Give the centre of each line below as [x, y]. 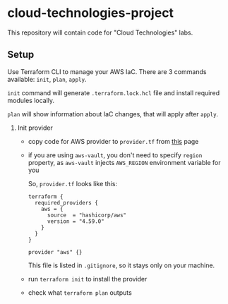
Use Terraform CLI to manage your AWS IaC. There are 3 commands [107, 71]
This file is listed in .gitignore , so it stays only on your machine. [121, 265]
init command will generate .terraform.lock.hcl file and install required [114, 92]
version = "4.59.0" [76, 221]
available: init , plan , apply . [47, 79]
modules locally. [31, 100]
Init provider [35, 128]
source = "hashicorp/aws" [87, 215]
